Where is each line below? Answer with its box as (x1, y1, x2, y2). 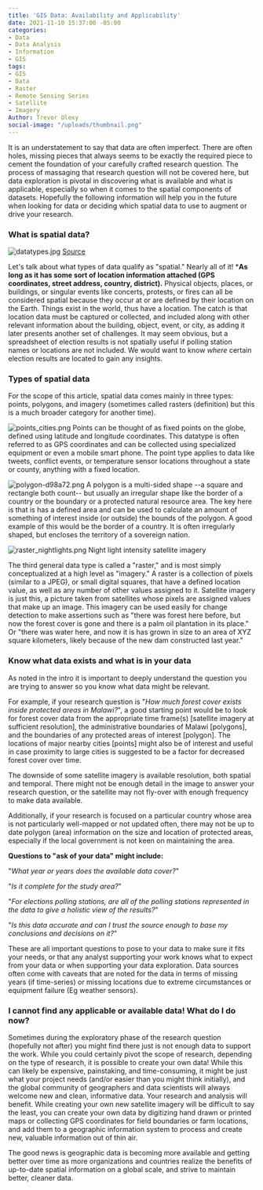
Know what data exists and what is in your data (8, 655, 192, 666)
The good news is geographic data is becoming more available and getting (8, 1148, 250, 1157)
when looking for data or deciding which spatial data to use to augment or (8, 201, 247, 211)
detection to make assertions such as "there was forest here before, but (8, 610, 241, 621)
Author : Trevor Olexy (8, 114, 79, 122)
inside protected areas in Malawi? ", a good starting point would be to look (8, 705, 247, 715)
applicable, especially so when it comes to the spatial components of (8, 184, 232, 193)
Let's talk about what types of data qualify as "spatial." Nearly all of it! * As (8, 262, 248, 272)
